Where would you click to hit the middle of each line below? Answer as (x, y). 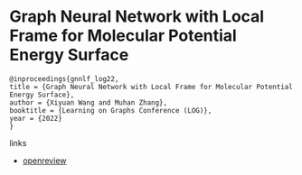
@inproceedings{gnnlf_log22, (64, 78)
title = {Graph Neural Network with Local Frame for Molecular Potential (151, 87)
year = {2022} (36, 118)
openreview (44, 161)
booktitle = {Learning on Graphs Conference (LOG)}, (111, 110)
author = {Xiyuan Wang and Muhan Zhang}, (89, 102)
